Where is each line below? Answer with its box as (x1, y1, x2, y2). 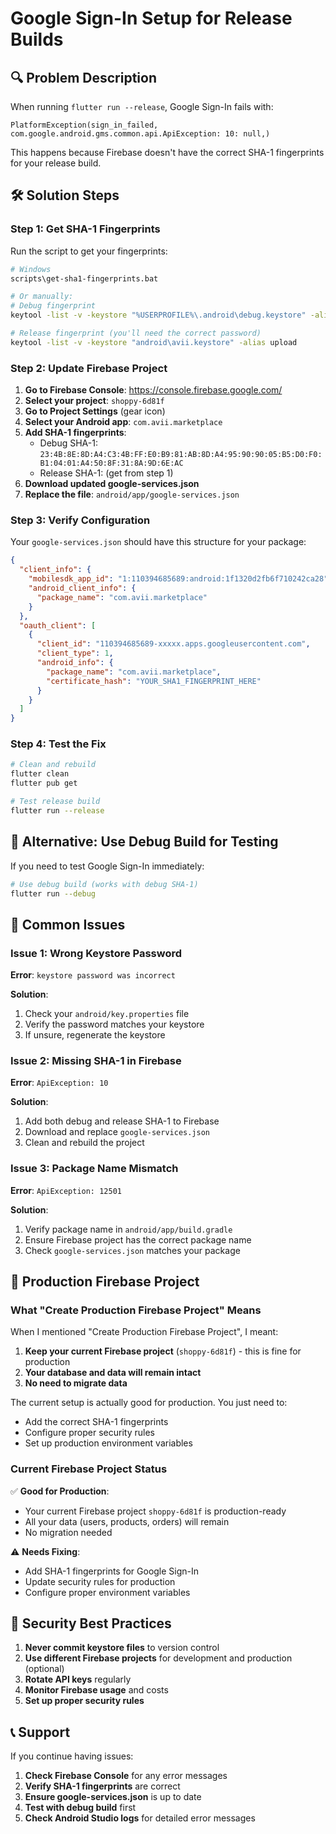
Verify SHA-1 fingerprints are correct (24, 1780, 181, 1792)
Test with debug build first (24, 1802, 137, 1814)
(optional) (24, 1663, 65, 1675)
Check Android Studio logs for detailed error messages (24, 1812, 256, 1824)
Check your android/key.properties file (24, 1008, 190, 1020)
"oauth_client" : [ (19, 620, 97, 631)
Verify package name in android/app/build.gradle (24, 1223, 233, 1235)
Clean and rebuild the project (24, 1137, 145, 1149)
